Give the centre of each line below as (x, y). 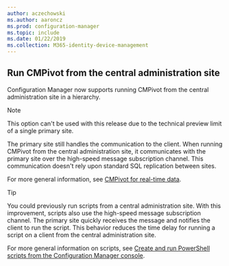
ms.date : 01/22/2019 (37, 39)
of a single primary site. (40, 130)
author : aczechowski (37, 13)
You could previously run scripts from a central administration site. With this (114, 206)
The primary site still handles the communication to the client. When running (115, 144)
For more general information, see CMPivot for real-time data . (94, 179)
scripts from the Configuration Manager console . (76, 255)
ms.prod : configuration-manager (53, 26)
